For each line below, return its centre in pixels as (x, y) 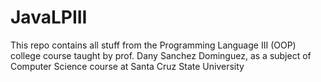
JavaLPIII (49, 17)
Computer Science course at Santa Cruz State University (127, 66)
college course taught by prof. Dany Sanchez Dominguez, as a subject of (161, 55)
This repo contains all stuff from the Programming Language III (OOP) (153, 45)
